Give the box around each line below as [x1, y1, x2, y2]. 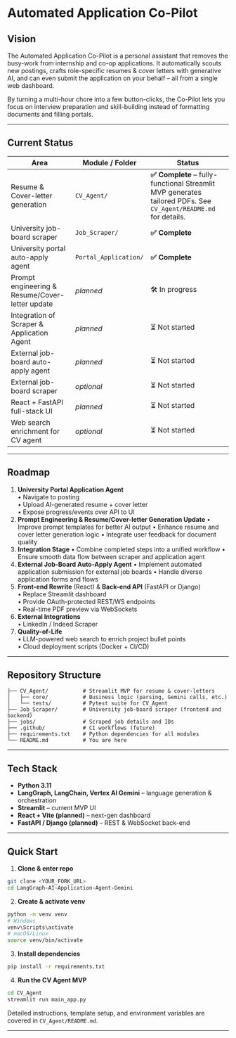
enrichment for [11, 426, 60, 436]
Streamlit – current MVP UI [17, 804, 96, 812]
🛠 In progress [150, 285, 197, 295]
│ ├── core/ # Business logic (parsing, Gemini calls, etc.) [7, 694, 228, 701]
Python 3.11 [17, 781, 52, 790]
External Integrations [17, 612, 81, 620]
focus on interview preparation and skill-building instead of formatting [7, 103, 210, 110]
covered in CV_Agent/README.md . [7, 1016, 98, 1025]
